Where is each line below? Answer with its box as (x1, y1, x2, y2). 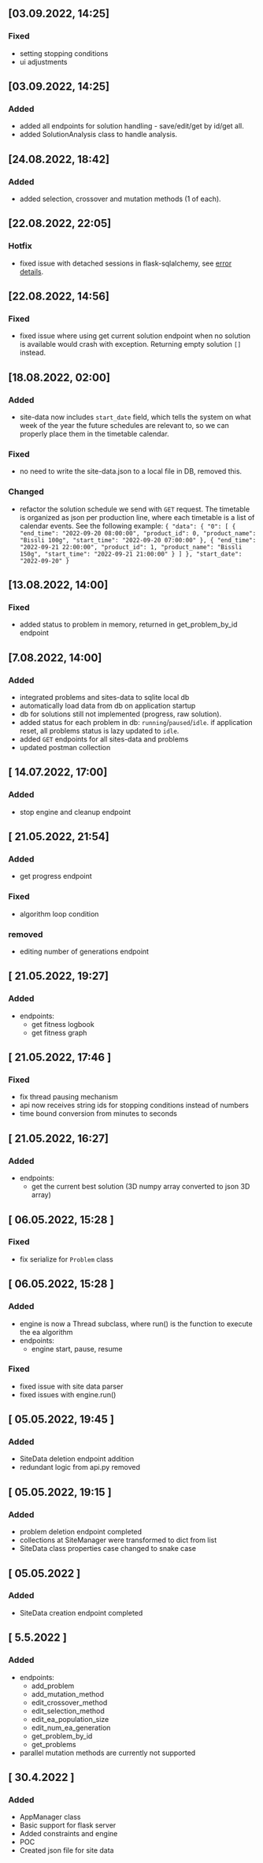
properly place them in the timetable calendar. (19, 429, 169, 439)
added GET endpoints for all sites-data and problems (19, 734, 189, 744)
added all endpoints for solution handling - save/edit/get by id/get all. (19, 121, 244, 131)
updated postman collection (19, 743, 111, 753)
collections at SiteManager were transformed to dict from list (19, 1535, 217, 1545)
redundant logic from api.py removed (19, 1463, 140, 1472)
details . (19, 266, 44, 276)
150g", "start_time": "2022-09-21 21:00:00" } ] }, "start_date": (19, 550, 243, 558)
